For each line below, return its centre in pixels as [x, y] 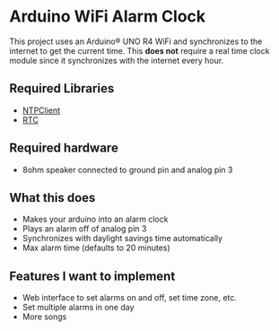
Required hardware [64, 148]
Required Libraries [62, 88]
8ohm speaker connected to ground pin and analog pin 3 [127, 170]
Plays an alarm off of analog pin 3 [84, 229]
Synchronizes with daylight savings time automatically [122, 239]
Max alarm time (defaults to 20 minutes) [96, 248]
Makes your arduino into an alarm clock [95, 219]
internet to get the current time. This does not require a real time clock [139, 50]
